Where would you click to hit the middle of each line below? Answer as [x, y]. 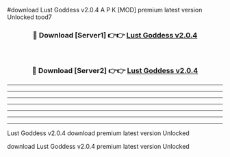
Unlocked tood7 [30, 17]
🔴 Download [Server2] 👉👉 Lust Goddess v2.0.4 [115, 71]
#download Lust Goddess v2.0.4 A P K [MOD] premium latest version [105, 10]
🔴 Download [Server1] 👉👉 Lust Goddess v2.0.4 [115, 35]
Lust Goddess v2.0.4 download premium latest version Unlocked [98, 133]
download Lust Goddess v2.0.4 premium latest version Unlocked [98, 146]
